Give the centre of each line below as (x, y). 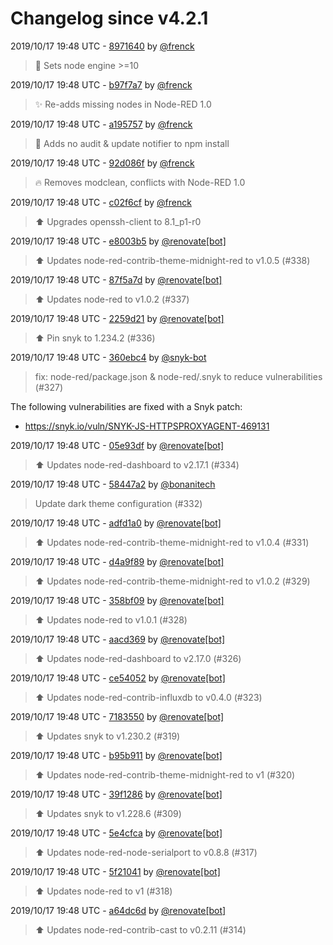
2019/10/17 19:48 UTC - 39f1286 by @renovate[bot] (116, 794)
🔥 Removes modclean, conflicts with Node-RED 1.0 (140, 182)
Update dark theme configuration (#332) (118, 503)
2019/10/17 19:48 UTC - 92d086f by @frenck (102, 163)
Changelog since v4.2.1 (109, 18)
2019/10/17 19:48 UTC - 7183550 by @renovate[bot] (117, 716)
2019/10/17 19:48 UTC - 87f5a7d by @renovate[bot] (116, 279)
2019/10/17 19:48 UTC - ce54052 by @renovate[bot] (118, 678)
